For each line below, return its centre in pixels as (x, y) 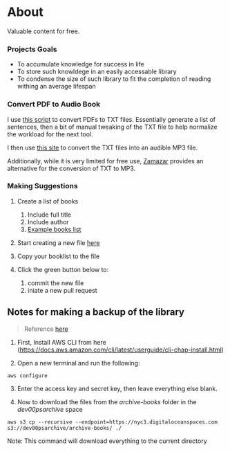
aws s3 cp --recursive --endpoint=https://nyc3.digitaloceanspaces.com (112, 422)
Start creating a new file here (58, 242)
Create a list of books (48, 201)
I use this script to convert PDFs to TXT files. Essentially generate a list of (112, 119)
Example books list (54, 229)
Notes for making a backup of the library (96, 312)
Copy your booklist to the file (58, 256)
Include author (48, 222)
